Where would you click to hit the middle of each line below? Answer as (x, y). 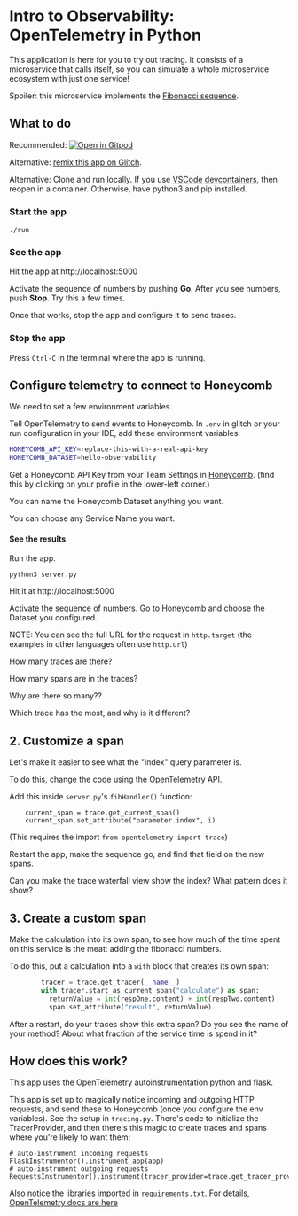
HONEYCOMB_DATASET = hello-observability (83, 458)
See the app (35, 252)
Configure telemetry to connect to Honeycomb (141, 386)
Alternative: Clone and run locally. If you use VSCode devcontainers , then (143, 179)
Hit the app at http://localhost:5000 (74, 271)
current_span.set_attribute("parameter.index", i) (121, 821)
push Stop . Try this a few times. (67, 298)
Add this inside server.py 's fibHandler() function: (101, 797)
